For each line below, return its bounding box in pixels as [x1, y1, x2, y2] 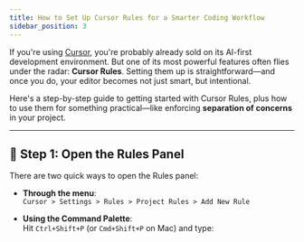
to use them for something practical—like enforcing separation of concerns [9, 102, 292, 113]
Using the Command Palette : [22, 213, 133, 224]
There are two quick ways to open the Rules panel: [9, 171, 199, 181]
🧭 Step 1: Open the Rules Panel [9, 146, 185, 162]
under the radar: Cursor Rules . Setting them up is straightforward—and [9, 65, 276, 77]
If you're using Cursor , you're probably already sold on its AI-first [9, 46, 252, 57]
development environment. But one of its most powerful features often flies [9, 56, 290, 67]
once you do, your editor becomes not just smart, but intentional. [9, 75, 252, 86]
